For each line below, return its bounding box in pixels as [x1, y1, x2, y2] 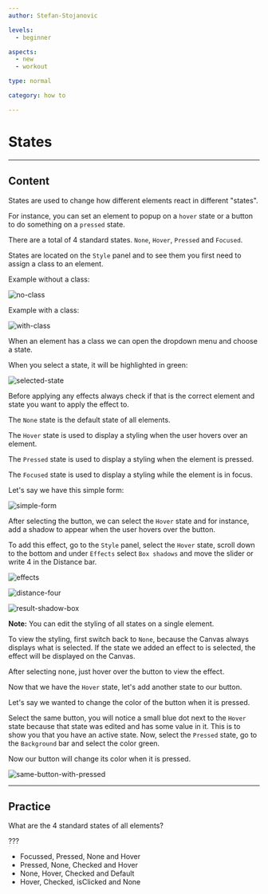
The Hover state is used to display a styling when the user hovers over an [8, 430, 248, 439]
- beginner [15, 33, 52, 41]
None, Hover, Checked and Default [19, 868, 135, 878]
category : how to [8, 92, 66, 100]
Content [8, 175, 50, 188]
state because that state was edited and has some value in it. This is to [8, 721, 241, 731]
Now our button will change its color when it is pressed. [8, 754, 191, 763]
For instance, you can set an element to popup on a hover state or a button [8, 211, 254, 220]
